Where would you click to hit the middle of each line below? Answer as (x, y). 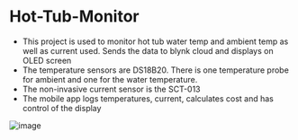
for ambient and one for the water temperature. (110, 79)
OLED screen (47, 60)
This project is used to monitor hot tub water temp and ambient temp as (155, 41)
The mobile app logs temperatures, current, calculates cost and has (148, 98)
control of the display (62, 108)
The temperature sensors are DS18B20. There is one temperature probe (156, 70)
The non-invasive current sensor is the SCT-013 (111, 89)
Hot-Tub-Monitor (74, 17)
